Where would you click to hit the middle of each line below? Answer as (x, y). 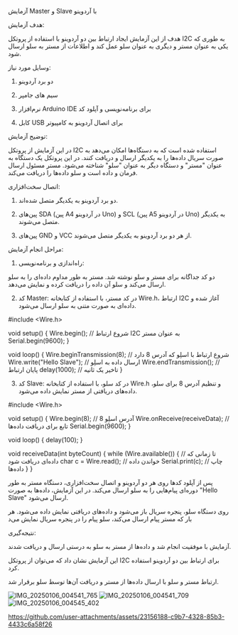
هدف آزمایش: (26, 25)
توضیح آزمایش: (28, 136)
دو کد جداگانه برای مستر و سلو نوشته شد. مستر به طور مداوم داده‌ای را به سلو (112, 277)
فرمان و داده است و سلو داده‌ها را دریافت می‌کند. (73, 173)
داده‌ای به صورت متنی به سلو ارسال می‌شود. (77, 305)
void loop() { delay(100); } (46, 440)
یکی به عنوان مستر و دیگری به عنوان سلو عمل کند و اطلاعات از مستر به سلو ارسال (118, 46)
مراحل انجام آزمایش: (36, 249)
